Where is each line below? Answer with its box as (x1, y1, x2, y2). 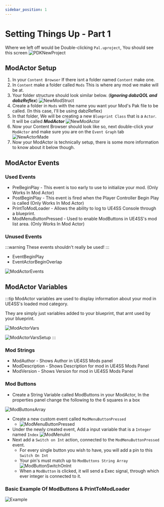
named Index (12, 432, 39, 437)
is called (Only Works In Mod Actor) (12, 200, 84, 206)
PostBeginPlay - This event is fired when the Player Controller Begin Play (12, 195, 159, 201)
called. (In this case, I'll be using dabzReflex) (12, 108, 103, 114)
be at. (12, 87, 24, 93)
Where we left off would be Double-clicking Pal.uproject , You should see (5, 45, 154, 50)
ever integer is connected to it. (19, 473, 82, 479)
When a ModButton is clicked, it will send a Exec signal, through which (19, 468, 159, 474)
